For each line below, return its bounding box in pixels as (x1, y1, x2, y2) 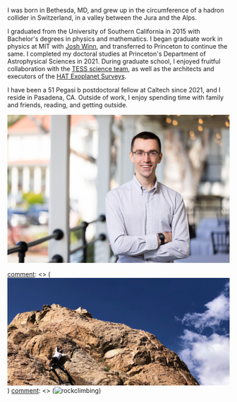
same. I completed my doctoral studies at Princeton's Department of (7, 49, 206, 58)
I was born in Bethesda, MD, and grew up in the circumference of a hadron (7, 6, 224, 14)
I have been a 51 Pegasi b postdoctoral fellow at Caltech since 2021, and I (7, 86, 221, 94)
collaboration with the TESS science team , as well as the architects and (7, 65, 214, 73)
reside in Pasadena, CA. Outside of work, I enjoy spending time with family (7, 93, 224, 102)
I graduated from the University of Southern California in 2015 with (7, 28, 201, 35)
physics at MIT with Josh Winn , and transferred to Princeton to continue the (7, 42, 228, 50)
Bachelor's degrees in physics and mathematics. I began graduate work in (7, 35, 223, 43)
